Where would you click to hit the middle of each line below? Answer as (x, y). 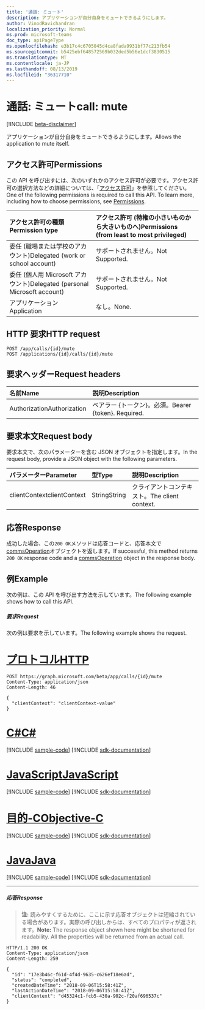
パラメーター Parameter (43, 475)
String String (109, 495)
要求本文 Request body (49, 436)
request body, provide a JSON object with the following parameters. (92, 459)
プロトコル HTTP (48, 660)
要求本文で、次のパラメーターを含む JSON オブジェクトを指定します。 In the (102, 452)
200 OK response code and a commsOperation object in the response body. (101, 558)
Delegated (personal (59, 284)
